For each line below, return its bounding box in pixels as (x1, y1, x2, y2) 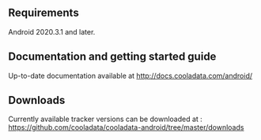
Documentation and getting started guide (8, 50, 217, 64)
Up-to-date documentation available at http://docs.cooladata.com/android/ (8, 71, 253, 80)
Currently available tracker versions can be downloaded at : (8, 114, 203, 124)
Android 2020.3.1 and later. (8, 27, 96, 36)
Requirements (8, 6, 79, 20)
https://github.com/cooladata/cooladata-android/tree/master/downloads (8, 123, 244, 132)
